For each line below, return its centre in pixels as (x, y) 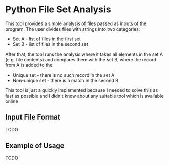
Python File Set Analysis (58, 9)
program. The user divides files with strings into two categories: (73, 29)
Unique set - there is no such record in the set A (64, 75)
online (12, 101)
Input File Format (33, 117)
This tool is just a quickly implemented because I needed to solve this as (82, 90)
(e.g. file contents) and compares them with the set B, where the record (81, 59)
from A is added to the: (29, 65)
